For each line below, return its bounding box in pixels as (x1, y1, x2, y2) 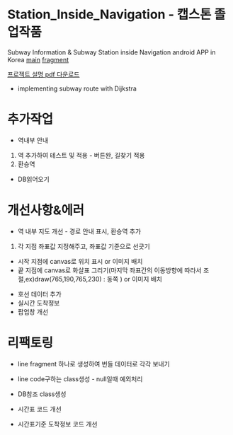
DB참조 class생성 (17, 390, 67, 398)
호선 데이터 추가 (17, 289, 62, 298)
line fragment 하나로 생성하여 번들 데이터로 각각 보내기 (17, 359, 170, 368)
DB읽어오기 (17, 175, 50, 183)
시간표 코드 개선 (17, 405, 62, 413)
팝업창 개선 (17, 307, 49, 315)
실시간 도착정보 (17, 298, 60, 307)
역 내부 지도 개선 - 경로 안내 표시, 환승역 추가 (17, 227, 142, 236)
